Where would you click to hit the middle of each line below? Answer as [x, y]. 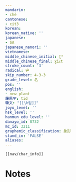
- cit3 [12, 24]
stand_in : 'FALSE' [24, 136]
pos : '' [13, 84]
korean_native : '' [24, 33]
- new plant [17, 94]
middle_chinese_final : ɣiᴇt [34, 61]
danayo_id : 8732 [22, 122]
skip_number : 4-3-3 [25, 75]
